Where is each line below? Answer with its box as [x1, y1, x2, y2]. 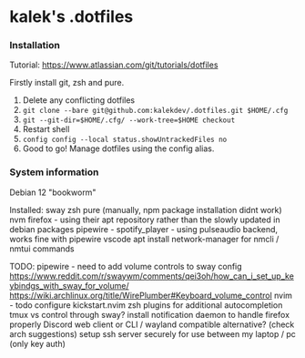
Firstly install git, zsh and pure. [9, 77, 125, 88]
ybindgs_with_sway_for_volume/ [9, 280, 129, 291]
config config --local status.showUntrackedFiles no [22, 135, 228, 145]
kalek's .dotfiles [9, 6, 134, 27]
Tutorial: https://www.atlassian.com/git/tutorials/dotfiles [9, 59, 219, 70]
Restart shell [22, 124, 70, 135]
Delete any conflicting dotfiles [22, 95, 136, 106]
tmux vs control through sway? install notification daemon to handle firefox [9, 309, 290, 320]
